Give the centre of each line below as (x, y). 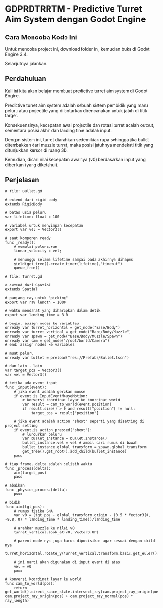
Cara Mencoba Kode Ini (41, 37)
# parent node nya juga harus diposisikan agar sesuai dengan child (84, 541)
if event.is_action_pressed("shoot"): (53, 430)
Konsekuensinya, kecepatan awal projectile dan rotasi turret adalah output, (80, 125)
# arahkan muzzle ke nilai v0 (44, 528)
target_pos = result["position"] (65, 413)
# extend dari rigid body (31, 200)
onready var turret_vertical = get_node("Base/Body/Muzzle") (68, 332)
